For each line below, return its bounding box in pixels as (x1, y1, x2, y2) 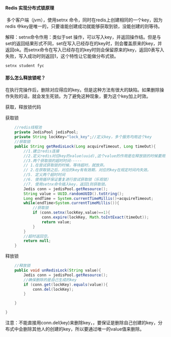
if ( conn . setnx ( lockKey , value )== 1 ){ (32, 210, 110, 216)
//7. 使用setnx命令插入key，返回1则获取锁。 (23, 181, 108, 187)
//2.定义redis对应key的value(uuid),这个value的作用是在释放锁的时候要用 (23, 153, 165, 159)
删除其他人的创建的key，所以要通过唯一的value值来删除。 (22, 326, 145, 332)
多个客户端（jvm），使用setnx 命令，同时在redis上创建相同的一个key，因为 (6, 17, 163, 23)
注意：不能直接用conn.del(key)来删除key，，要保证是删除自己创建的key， (5, 320, 158, 326)
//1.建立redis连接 (23, 148, 60, 154)
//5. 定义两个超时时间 (23, 172, 66, 177)
